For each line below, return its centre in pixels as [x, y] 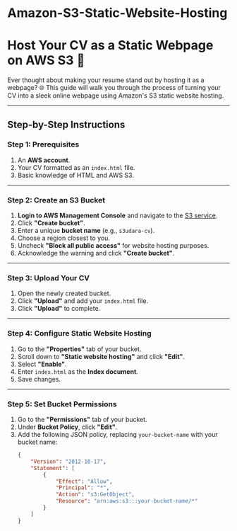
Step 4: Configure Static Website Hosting [79, 333]
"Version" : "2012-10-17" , [69, 462]
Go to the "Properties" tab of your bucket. [79, 349]
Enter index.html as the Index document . [78, 371]
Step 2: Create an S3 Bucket [56, 200]
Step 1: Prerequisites [43, 144]
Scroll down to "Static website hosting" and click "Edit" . [101, 356]
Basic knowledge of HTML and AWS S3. [75, 175]
